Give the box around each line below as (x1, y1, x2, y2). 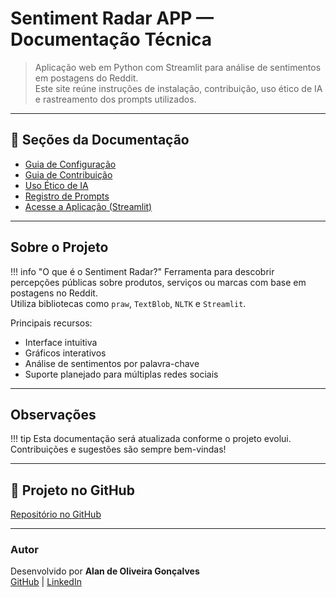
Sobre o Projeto (10, 239, 109, 256)
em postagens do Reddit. (34, 72, 139, 84)
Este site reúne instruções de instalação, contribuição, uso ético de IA (34, 82, 323, 94)
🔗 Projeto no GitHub (10, 482, 135, 499)
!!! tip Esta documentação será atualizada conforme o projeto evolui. (10, 433, 292, 445)
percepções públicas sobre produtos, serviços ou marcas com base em (10, 276, 307, 288)
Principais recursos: (10, 317, 93, 329)
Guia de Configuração (24, 158, 117, 170)
